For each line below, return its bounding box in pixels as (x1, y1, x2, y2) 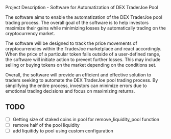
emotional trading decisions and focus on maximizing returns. (5, 88, 135, 94)
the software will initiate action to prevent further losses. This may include (5, 57, 161, 63)
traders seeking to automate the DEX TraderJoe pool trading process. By (5, 77, 158, 83)
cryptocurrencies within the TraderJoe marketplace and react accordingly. (5, 46, 162, 51)
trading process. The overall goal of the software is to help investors (5, 20, 149, 25)
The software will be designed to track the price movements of (5, 40, 138, 46)
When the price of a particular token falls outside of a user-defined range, (5, 51, 161, 57)
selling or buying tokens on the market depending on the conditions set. (5, 62, 157, 68)
